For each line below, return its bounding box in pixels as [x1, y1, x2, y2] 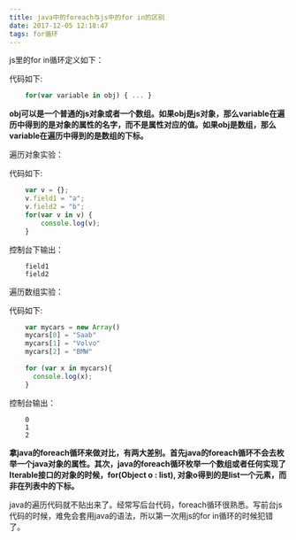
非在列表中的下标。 [9, 480, 80, 491]
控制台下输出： [9, 244, 64, 255]
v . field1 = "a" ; [25, 194, 86, 204]
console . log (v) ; [41, 219, 101, 228]
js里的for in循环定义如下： [9, 55, 104, 66]
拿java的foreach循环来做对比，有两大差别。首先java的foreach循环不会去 [9, 447, 277, 458]
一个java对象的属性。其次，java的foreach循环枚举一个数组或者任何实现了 [16, 458, 286, 469]
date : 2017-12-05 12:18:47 [9, 21, 109, 30]
